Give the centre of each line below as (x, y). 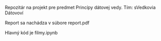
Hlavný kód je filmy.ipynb (31, 33)
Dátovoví (14, 13)
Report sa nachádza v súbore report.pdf (47, 23)
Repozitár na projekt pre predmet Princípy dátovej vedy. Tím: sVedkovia (80, 7)
